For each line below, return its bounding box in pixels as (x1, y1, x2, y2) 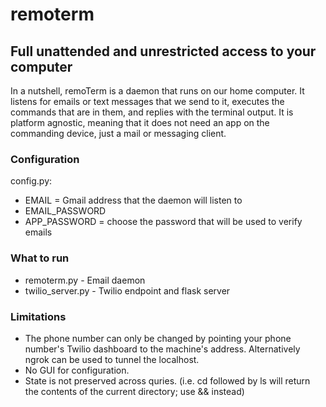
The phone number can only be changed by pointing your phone (24, 332, 292, 344)
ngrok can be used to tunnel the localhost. (24, 353, 200, 365)
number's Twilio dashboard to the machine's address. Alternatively (24, 343, 301, 355)
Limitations (10, 309, 67, 323)
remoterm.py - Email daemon (24, 274, 146, 286)
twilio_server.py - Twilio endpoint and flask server (24, 284, 231, 297)
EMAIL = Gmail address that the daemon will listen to (24, 194, 243, 207)
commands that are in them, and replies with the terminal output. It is (10, 106, 294, 118)
